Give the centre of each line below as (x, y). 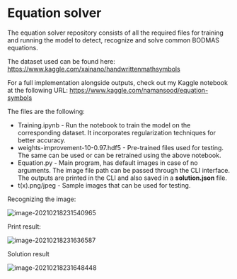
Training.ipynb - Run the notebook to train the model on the (104, 125)
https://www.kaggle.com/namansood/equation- (139, 90)
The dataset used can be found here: (61, 61)
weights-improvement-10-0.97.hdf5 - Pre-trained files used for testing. (121, 147)
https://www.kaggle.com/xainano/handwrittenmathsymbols (94, 69)
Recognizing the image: (42, 199)
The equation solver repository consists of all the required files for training (116, 33)
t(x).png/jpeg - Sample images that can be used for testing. (104, 185)
